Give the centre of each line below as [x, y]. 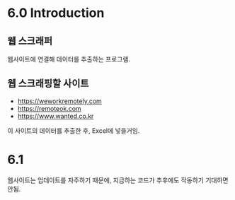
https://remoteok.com [49, 108]
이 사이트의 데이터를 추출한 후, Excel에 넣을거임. [74, 130]
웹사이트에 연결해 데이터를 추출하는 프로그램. [69, 59]
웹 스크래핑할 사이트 [48, 84]
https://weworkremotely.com [60, 101]
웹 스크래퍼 [30, 41]
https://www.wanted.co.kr [56, 116]
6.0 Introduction [56, 13]
